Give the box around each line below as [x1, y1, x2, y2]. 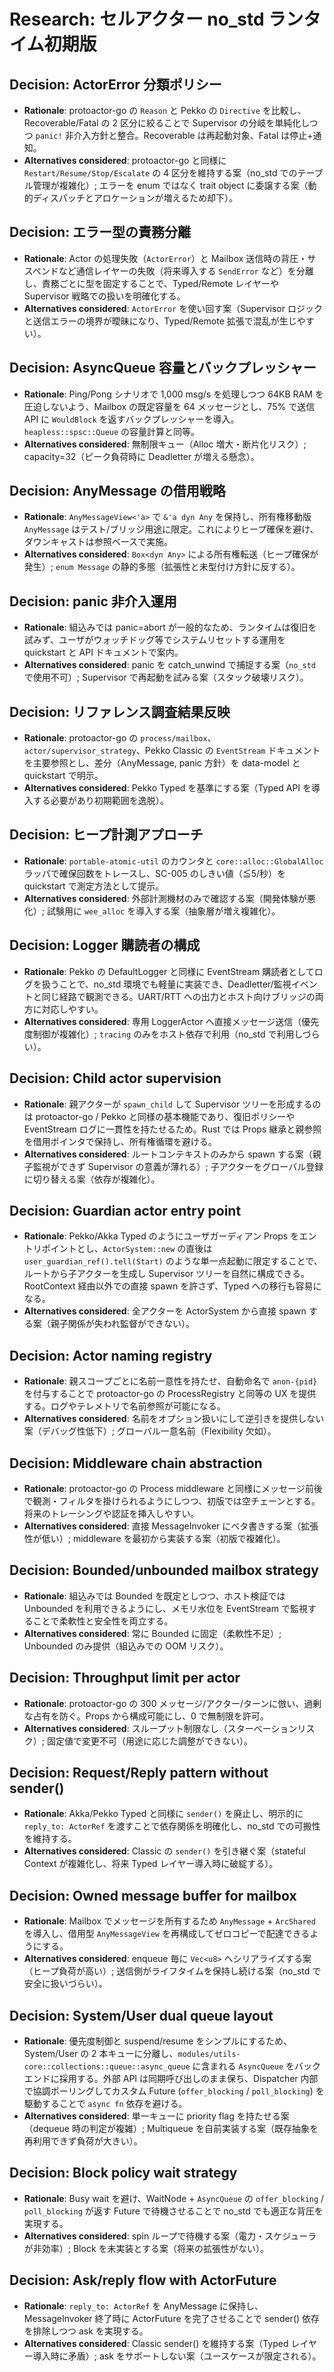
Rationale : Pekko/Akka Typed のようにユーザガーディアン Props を [23, 1230, 300, 1242]
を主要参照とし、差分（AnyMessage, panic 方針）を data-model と [23, 757, 301, 769]
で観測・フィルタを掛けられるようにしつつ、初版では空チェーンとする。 [23, 1495, 321, 1507]
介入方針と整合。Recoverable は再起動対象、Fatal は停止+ [73, 130, 314, 141]
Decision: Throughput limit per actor [9, 1670, 241, 1687]
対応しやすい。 [41, 1003, 104, 1015]
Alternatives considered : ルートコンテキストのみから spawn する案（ [23, 1148, 313, 1160]
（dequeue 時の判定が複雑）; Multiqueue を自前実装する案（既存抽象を [23, 2123, 319, 2134]
